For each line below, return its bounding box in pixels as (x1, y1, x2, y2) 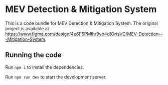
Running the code (5, 51, 62, 59)
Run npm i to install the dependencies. (5, 64, 84, 70)
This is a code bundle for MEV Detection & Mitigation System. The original (5, 20, 158, 26)
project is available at (5, 25, 49, 31)
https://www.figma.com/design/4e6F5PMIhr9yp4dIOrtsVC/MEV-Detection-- (5, 31, 163, 37)
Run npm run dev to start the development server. (5, 74, 107, 80)
